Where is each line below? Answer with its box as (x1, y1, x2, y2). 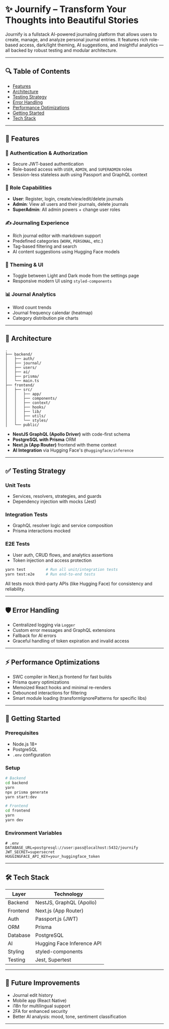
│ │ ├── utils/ (5, 414, 46, 419)
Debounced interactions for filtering (12, 690, 87, 696)
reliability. (5, 586, 25, 592)
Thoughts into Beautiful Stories (5, 15, 139, 26)
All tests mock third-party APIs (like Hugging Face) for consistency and (5, 580, 152, 587)
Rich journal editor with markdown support (12, 233, 101, 239)
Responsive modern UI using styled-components (12, 278, 112, 284)
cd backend (5, 780, 28, 785)
